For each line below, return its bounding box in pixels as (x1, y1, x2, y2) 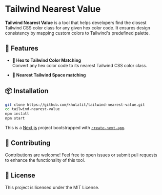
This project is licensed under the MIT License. (5, 184, 100, 190)
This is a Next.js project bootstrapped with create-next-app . (5, 125, 126, 131)
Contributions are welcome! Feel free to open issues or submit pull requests (5, 152, 158, 158)
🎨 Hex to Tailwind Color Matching (12, 57, 81, 63)
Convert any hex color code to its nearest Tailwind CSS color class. (12, 62, 147, 68)
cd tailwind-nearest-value (5, 107, 60, 112)
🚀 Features (5, 44, 39, 52)
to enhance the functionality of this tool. (5, 157, 85, 163)
